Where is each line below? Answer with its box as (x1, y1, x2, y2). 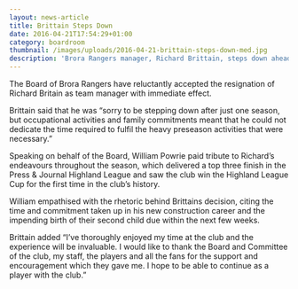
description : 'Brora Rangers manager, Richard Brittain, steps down (9, 54, 268, 63)
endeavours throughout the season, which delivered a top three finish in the (9, 160, 286, 170)
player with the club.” (9, 269, 87, 280)
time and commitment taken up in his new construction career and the (9, 206, 266, 215)
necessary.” (9, 134, 53, 144)
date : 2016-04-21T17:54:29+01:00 (9, 29, 133, 38)
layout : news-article (9, 12, 90, 22)
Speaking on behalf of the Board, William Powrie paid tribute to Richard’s (9, 151, 275, 160)
